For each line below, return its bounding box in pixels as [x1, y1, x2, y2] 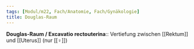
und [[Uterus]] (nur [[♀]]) [6, 37, 68, 44]
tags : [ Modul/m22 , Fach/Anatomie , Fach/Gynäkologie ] [6, 8, 140, 15]
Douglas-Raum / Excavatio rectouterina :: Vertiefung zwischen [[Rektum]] [6, 30, 189, 37]
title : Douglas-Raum [6, 14, 58, 20]
